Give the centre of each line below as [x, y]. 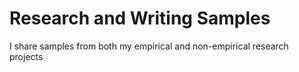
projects [26, 56]
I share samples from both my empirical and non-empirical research [149, 46]
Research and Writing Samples [140, 18]
